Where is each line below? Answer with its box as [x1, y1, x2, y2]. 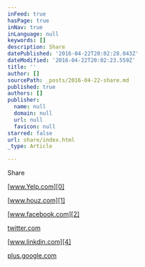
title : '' [7, 63, 37, 70]
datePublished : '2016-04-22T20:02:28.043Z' [7, 51, 139, 58]
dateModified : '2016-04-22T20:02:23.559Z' [7, 57, 136, 64]
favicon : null [14, 122, 56, 130]
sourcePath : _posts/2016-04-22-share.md [7, 76, 130, 84]
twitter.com [7, 224, 41, 232]
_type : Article [7, 143, 53, 150]
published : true [7, 83, 56, 90]
